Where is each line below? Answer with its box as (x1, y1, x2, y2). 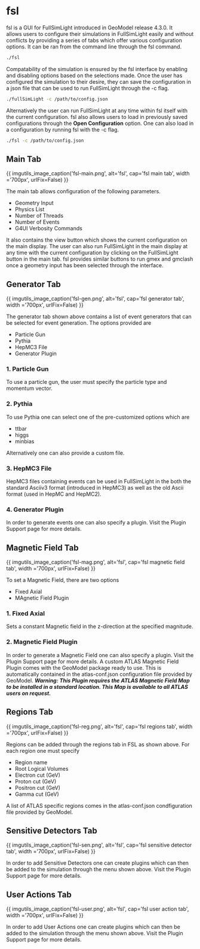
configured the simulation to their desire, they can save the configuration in (6, 78, 191, 85)
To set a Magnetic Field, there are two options (6, 576, 119, 584)
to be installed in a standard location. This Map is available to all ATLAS (6, 683, 188, 690)
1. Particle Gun (6, 365, 49, 373)
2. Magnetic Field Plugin (6, 638, 78, 646)
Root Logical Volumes (14, 765, 69, 772)
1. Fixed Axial (6, 609, 45, 618)
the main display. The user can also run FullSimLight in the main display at (6, 243, 188, 250)
